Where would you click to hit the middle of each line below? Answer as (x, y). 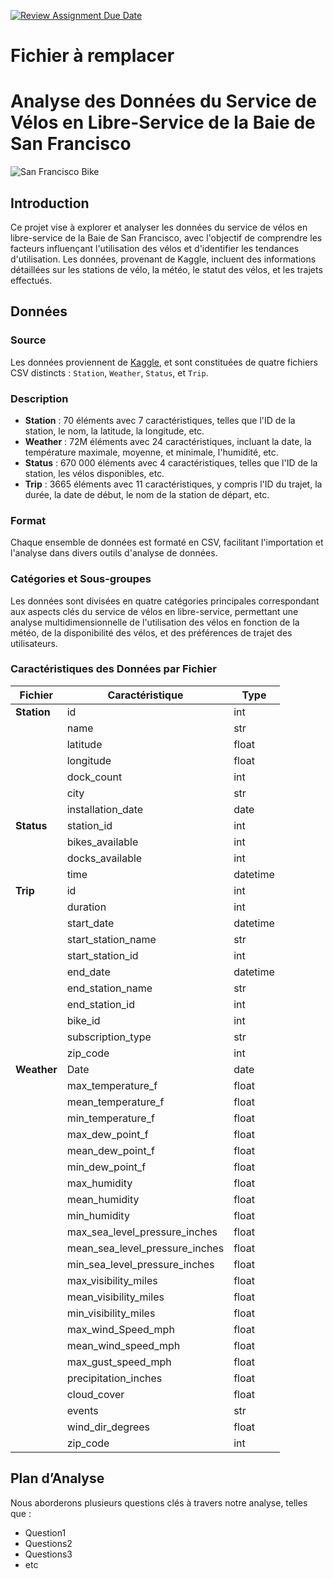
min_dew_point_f (106, 1167)
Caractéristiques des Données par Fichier (113, 669)
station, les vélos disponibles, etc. (94, 473)
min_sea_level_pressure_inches (140, 1264)
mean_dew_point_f (110, 1150)
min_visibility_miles (111, 1313)
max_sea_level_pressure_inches (142, 1232)
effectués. (31, 280)
